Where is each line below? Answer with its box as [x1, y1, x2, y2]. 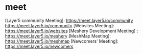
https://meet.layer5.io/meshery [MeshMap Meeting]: [5, 33, 111, 39]
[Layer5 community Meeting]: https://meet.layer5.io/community [5, 18, 133, 23]
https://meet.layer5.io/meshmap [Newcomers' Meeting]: [5, 38, 119, 44]
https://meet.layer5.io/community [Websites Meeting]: [5, 22, 114, 28]
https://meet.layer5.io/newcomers [5, 43, 73, 49]
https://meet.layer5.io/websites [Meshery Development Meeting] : [5, 28, 138, 34]
